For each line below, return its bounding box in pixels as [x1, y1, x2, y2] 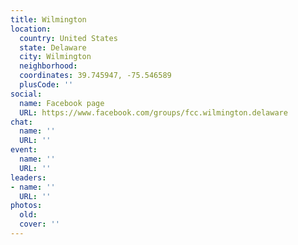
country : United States [19, 33, 118, 43]
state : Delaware [19, 42, 87, 53]
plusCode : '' [19, 80, 74, 90]
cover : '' [19, 219, 60, 230]
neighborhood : [19, 61, 78, 71]
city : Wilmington [19, 52, 92, 62]
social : [10, 89, 43, 99]
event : [10, 145, 38, 155]
